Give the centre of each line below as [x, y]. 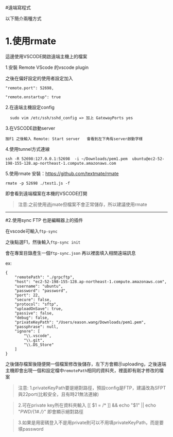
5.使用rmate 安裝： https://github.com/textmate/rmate [62, 173]
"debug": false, [32, 318]
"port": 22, [27, 295]
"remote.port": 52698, [30, 88]
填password [31, 429]
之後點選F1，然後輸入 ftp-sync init [43, 242]
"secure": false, [33, 300]
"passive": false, [34, 313]
